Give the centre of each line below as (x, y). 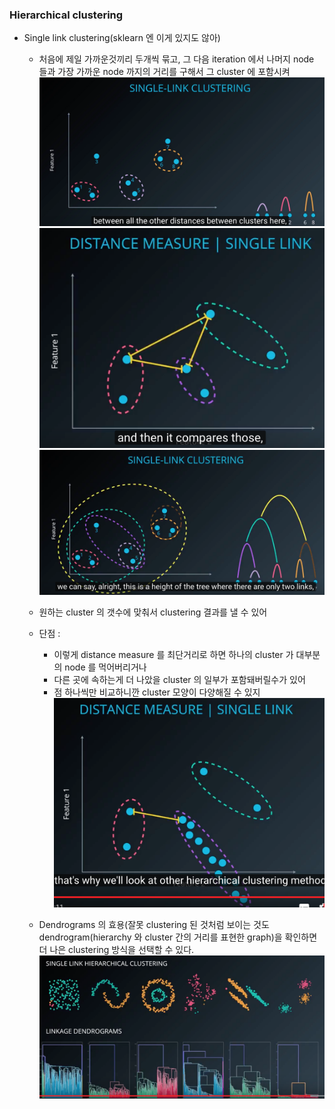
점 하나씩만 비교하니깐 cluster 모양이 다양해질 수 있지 (157, 692)
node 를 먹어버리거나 (105, 667)
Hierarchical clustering (66, 15)
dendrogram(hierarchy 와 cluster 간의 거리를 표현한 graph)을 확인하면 (178, 937)
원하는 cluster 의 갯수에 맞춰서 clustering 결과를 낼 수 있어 (153, 612)
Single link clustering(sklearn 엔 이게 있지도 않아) (122, 38)
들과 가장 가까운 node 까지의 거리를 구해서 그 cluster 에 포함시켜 (164, 72)
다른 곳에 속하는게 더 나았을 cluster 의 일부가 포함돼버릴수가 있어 (179, 679)
